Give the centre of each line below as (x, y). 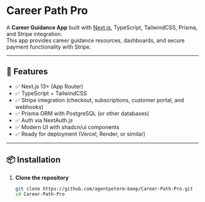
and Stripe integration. (34, 33)
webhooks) (29, 106)
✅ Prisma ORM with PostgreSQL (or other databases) (82, 113)
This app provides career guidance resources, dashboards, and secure (95, 40)
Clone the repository (42, 178)
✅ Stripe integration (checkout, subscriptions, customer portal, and (99, 100)
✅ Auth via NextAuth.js (44, 120)
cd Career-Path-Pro (40, 194)
